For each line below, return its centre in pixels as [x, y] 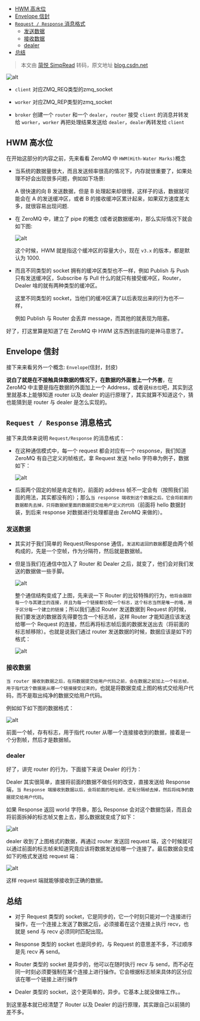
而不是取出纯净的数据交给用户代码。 [61, 695]
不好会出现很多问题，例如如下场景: [62, 178]
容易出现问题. [52, 206]
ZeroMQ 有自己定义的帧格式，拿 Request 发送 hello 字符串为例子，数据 [102, 458]
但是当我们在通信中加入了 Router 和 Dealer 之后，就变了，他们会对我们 [101, 563]
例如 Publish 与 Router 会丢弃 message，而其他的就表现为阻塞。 [93, 318]
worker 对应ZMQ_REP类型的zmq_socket [63, 102]
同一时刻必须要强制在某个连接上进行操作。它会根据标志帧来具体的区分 [101, 972]
